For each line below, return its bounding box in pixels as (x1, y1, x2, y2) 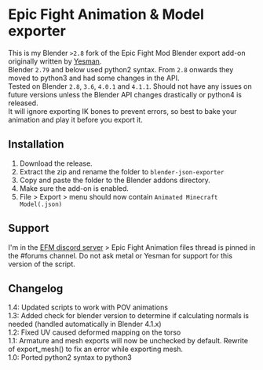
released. (8, 98, 38, 108)
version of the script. (8, 259, 76, 269)
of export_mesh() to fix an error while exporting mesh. (8, 344, 183, 354)
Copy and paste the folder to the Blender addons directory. (19, 175, 210, 185)
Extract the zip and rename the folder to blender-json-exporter (19, 167, 225, 176)
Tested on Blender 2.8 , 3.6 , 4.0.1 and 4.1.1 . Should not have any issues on (8, 81, 253, 91)
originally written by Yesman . (8, 57, 102, 66)
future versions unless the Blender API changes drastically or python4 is (8, 90, 242, 99)
